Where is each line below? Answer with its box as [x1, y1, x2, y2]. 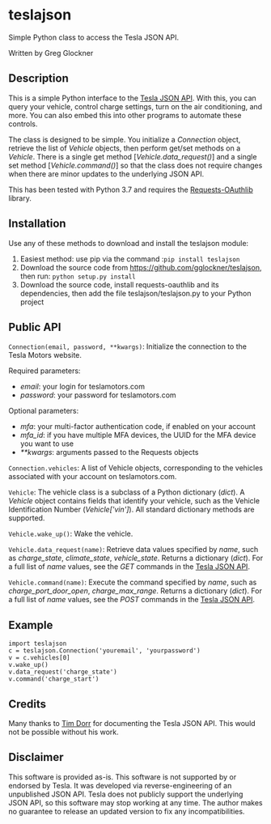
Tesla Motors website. [8, 350, 83, 360]
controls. [8, 119, 38, 129]
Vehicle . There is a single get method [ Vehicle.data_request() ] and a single [8, 151, 257, 161]
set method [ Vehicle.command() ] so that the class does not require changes [8, 160, 263, 170]
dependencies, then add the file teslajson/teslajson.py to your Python [19, 288, 252, 298]
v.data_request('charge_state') [8, 668, 117, 677]
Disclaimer [8, 750, 64, 764]
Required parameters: [8, 366, 81, 376]
